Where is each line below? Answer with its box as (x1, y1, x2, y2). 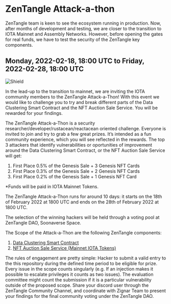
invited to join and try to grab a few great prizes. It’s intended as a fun (5, 131, 152, 137)
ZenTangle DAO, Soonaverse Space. (5, 219, 82, 226)
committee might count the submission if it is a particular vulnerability (5, 276, 152, 282)
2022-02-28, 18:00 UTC (5, 65, 84, 73)
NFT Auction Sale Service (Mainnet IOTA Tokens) (12, 245, 116, 251)
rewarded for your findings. (5, 110, 63, 116)
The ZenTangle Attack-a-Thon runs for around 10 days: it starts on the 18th (5, 193, 162, 199)
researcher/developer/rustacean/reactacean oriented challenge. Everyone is (5, 125, 166, 131)
